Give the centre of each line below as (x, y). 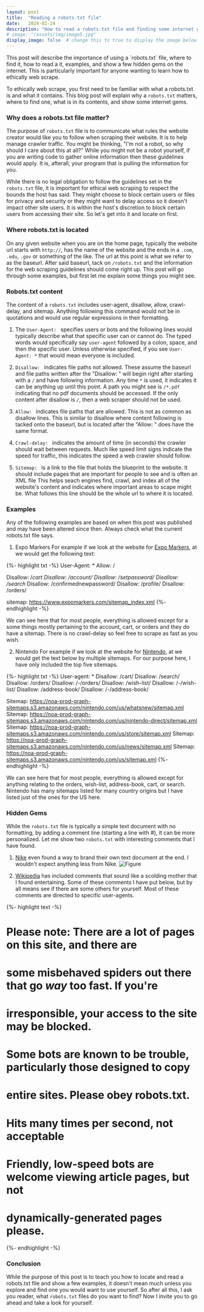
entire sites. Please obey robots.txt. (98, 1095)
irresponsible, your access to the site (102, 1014)
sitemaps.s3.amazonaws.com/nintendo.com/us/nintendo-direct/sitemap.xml (102, 721)
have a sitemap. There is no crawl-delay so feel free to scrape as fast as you (102, 633)
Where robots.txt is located (48, 230)
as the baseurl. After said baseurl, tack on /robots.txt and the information (100, 262)
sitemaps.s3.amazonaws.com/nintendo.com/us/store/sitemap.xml (89, 734)
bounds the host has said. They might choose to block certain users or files (101, 195)
